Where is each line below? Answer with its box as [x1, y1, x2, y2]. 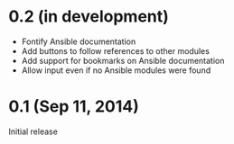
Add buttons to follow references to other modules [21, 45, 210, 56]
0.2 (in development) [8, 6, 169, 27]
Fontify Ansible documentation [21, 36, 136, 47]
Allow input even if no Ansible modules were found [21, 65, 211, 76]
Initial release [8, 126, 58, 137]
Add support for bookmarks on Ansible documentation [21, 55, 225, 66]
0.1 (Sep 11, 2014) [8, 96, 139, 117]
